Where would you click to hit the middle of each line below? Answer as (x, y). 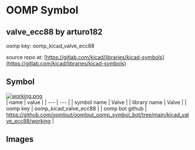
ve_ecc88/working (28, 121)
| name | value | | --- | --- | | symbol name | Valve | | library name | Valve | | (96, 102)
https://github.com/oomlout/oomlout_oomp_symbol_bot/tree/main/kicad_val (97, 114)
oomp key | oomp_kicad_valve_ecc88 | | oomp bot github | (76, 108)
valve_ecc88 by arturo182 (54, 32)
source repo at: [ (26, 57)
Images (20, 139)
